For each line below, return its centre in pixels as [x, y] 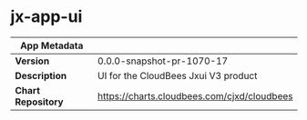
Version [32, 61]
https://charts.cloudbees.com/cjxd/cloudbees [195, 95]
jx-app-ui [46, 17]
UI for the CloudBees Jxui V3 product [178, 75]
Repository [39, 102]
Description [41, 75]
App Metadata [52, 45]
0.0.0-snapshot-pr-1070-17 [163, 61]
